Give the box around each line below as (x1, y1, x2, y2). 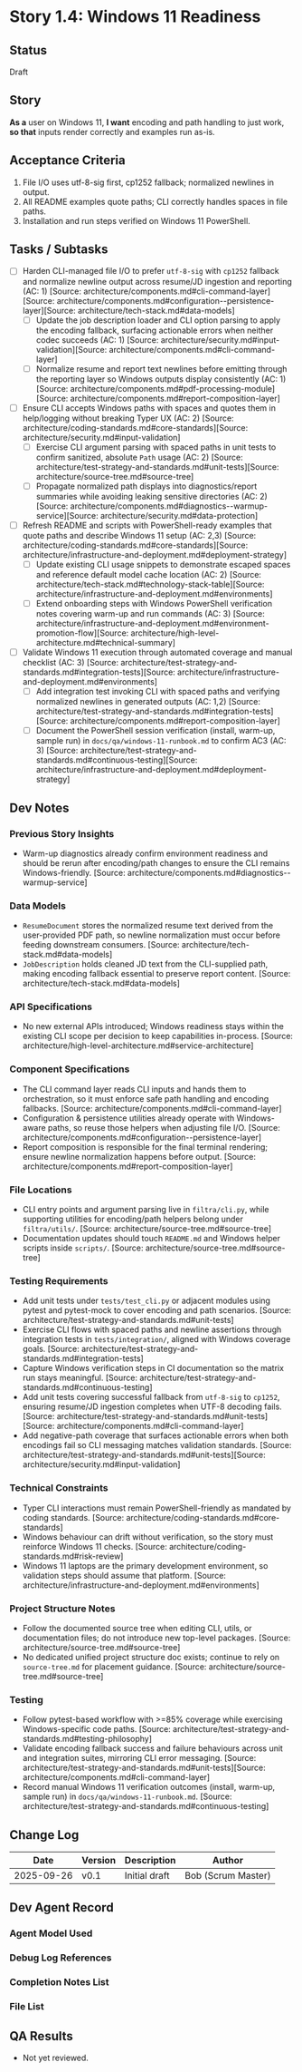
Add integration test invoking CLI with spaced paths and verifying (35, 686, 280, 697)
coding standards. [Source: (22, 1512, 125, 1522)
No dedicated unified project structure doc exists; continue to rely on (22, 1651, 280, 1662)
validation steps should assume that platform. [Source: (22, 1570, 226, 1581)
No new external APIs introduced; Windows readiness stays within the (22, 1021, 285, 1032)
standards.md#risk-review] (22, 1551, 124, 1561)
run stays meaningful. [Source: (22, 1372, 138, 1384)
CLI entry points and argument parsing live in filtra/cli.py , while (22, 1204, 269, 1215)
